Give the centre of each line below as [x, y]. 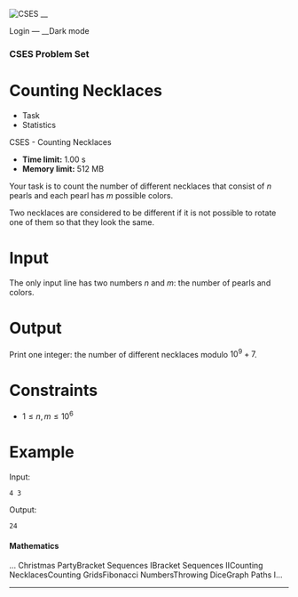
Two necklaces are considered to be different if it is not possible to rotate [143, 213]
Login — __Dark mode [50, 31]
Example [42, 452]
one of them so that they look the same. [82, 222]
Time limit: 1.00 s [54, 159]
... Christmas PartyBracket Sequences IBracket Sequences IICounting [136, 566]
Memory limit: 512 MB [63, 168]
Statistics [39, 125]
